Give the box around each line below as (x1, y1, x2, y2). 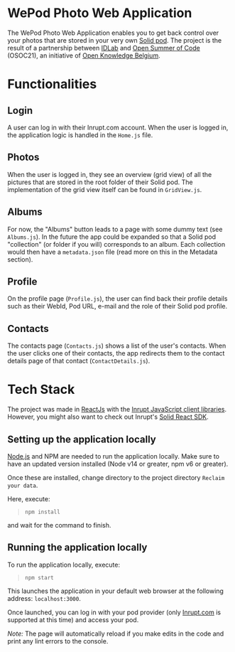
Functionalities (7, 76, 97, 92)
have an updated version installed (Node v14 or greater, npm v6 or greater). (7, 459, 229, 468)
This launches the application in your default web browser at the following (7, 587, 224, 595)
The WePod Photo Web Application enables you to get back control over (7, 28, 219, 37)
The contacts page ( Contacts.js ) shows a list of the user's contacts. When (7, 341, 226, 350)
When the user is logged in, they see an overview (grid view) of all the (7, 170, 212, 178)
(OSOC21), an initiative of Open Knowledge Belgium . (7, 51, 161, 60)
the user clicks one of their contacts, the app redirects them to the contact (7, 349, 225, 358)
